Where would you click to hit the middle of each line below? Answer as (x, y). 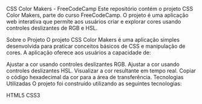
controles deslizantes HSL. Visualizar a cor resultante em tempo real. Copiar (101, 71)
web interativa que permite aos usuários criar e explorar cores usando (94, 21)
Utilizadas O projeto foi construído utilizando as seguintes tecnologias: (94, 83)
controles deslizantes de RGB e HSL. (52, 28)
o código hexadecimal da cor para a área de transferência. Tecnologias (95, 77)
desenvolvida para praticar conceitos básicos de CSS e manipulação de (96, 46)
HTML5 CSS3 (23, 95)
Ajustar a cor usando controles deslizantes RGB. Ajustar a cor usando (93, 64)
